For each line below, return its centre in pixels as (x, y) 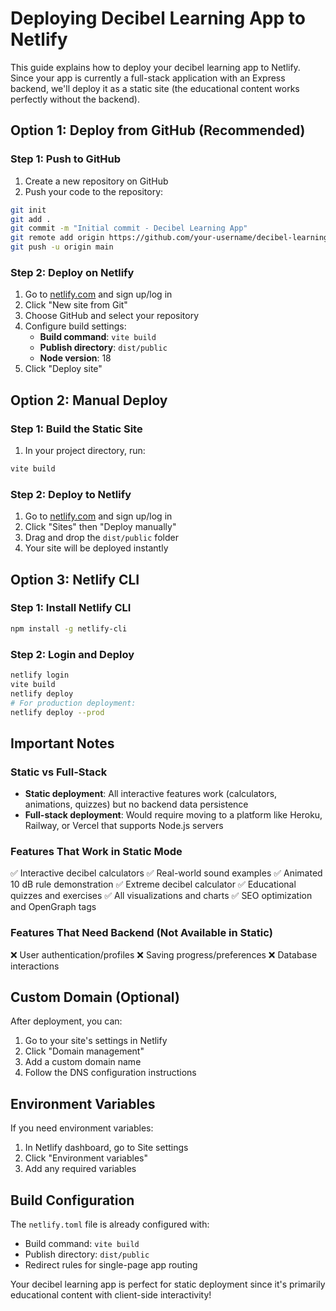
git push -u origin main (62, 247)
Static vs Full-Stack (59, 772)
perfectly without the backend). (75, 99)
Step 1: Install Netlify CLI (71, 608)
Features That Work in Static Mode (96, 851)
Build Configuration (72, 1200)
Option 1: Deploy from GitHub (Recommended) (158, 130)
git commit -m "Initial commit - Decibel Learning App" (129, 228)
